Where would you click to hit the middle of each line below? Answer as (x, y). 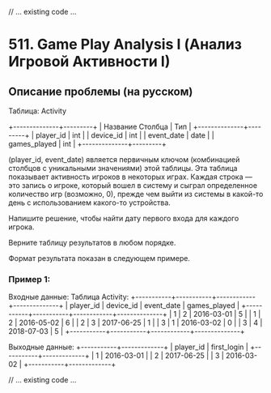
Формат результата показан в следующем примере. (99, 258)
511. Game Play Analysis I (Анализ (125, 45)
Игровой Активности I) (89, 62)
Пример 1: (30, 279)
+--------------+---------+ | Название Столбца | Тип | (100, 126)
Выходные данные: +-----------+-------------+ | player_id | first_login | (128, 347)
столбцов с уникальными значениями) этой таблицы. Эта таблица (123, 168)
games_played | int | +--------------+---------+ (88, 144)
